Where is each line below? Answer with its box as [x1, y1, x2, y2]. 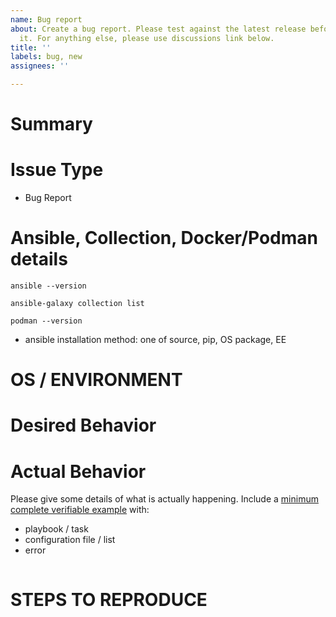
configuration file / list [24, 534, 116, 546]
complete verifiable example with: [10, 504, 150, 516]
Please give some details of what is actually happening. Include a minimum [10, 493, 319, 505]
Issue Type [10, 159, 104, 181]
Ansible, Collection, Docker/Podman [10, 227, 318, 250]
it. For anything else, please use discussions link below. [19, 33, 275, 43]
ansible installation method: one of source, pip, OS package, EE [24, 334, 287, 346]
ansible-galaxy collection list [10, 299, 145, 309]
